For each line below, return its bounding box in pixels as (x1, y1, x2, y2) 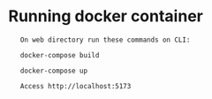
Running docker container (8, 6, 204, 27)
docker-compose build (19, 50, 100, 59)
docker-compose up (19, 66, 88, 75)
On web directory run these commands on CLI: (19, 35, 191, 44)
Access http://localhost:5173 (19, 81, 132, 90)
